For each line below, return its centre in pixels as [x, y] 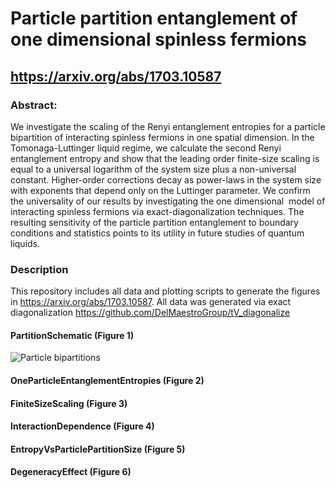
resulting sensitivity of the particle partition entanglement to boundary [154, 222]
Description [39, 269]
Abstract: [34, 105]
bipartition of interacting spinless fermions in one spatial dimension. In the [162, 137]
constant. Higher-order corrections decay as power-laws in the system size [166, 179]
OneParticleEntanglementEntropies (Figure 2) [107, 380]
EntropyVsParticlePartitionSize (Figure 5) [98, 449]
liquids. [25, 243]
